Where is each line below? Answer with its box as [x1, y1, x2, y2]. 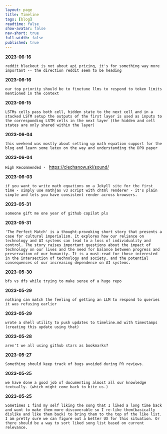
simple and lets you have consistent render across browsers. [5, 192, 137, 197]
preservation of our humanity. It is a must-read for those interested [5, 251, 157, 256]
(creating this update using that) [5, 324, 79, 330]
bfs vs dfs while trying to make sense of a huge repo [5, 278, 122, 284]
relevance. [5, 425, 28, 430]
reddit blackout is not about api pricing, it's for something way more [5, 63, 160, 68]
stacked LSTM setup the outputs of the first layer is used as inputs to [5, 114, 162, 119]
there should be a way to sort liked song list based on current [5, 420, 144, 425]
